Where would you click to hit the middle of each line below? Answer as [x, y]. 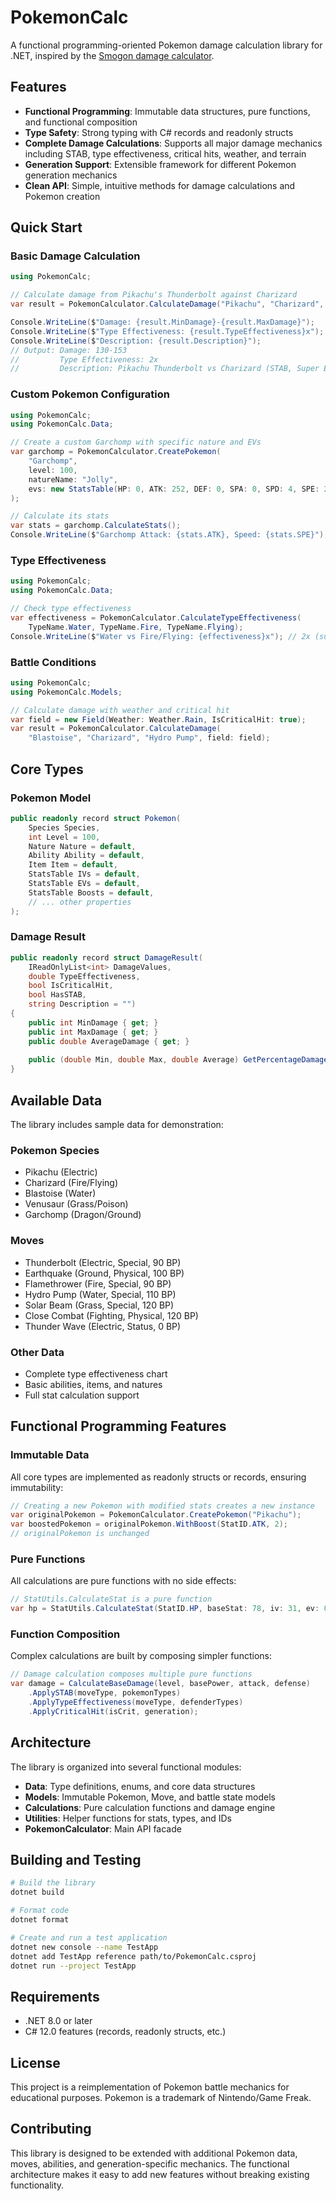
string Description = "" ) [82, 1004]
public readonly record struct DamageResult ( [106, 957]
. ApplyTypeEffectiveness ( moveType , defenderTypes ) [136, 1702]
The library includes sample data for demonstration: [117, 1124]
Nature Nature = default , [82, 846]
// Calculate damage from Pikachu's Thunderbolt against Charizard [154, 295]
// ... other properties [80, 902]
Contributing [51, 2129]
